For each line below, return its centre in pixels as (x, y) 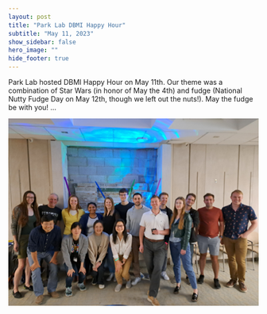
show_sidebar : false (43, 42)
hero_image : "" (33, 50)
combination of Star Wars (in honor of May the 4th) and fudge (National (125, 90)
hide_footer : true (39, 59)
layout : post (30, 17)
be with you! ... (33, 107)
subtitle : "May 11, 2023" (51, 33)
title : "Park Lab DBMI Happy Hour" (67, 25)
